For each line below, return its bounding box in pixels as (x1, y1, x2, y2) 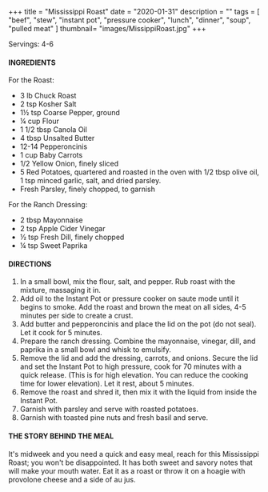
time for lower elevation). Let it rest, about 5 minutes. (19, 379, 194, 389)
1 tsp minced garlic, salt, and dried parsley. (19, 176, 162, 186)
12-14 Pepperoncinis (19, 142, 88, 151)
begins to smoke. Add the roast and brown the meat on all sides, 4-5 (19, 302, 246, 312)
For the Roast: (8, 75, 54, 85)
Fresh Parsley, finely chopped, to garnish (19, 184, 156, 194)
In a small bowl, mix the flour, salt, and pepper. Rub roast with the (19, 277, 236, 286)
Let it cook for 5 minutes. (19, 328, 102, 338)
